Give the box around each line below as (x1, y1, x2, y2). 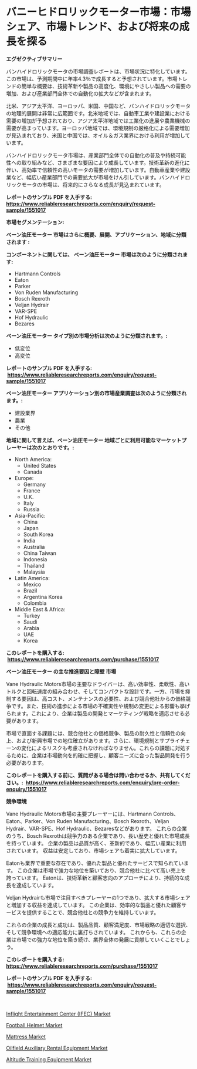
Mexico (23, 581, 42, 588)
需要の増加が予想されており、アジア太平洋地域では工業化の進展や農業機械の (6, 117, 191, 124)
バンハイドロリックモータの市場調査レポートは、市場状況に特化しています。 (6, 68, 191, 75)
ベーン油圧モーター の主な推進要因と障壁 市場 (6, 668, 116, 675)
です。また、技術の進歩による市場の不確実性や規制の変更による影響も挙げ (11, 702, 191, 710)
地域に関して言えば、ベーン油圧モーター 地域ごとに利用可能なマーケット (6, 437, 182, 444)
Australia (23, 543, 45, 550)
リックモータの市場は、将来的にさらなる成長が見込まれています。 (6, 181, 165, 188)
